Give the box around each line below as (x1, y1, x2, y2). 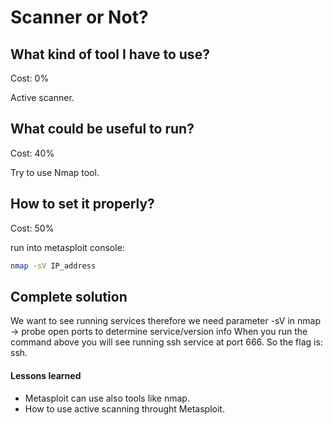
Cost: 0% (10, 72, 50, 84)
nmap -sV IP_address (10, 261, 97, 271)
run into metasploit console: (10, 241, 125, 253)
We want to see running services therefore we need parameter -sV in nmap (10, 315, 322, 327)
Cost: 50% (10, 222, 55, 234)
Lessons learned (10, 369, 82, 381)
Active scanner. (10, 92, 75, 103)
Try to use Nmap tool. (10, 166, 100, 178)
